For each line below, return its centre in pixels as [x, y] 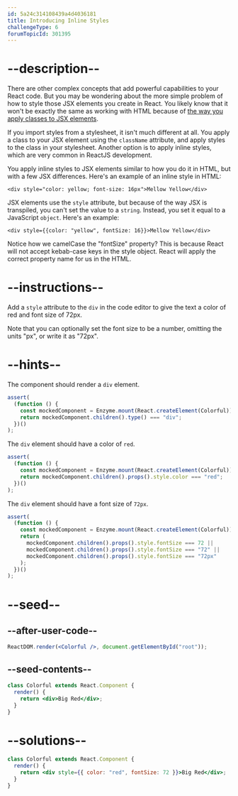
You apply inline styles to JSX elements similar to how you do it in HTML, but [119, 169]
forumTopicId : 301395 [39, 34]
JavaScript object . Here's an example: [63, 218]
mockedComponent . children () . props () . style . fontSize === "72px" [121, 556]
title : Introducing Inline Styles [58, 21]
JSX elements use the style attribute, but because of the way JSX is [107, 202]
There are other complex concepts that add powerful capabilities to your [113, 89]
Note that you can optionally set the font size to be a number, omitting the [115, 329]
